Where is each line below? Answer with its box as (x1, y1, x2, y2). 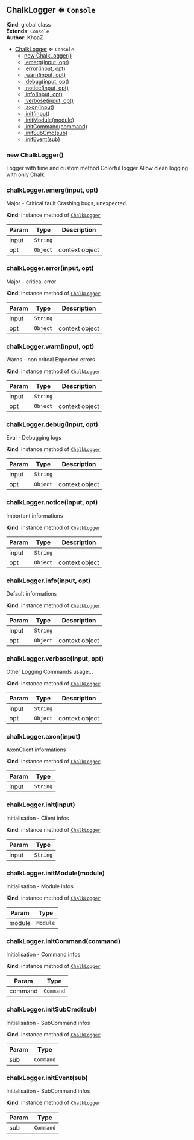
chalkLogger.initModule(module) (6, 869, 105, 877)
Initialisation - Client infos (6, 814, 69, 822)
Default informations (6, 590, 57, 597)
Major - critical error (6, 278, 57, 285)
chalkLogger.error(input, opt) (6, 264, 95, 272)
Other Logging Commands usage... (6, 668, 93, 676)
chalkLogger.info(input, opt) (6, 576, 91, 585)
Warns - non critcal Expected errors (6, 356, 95, 363)
